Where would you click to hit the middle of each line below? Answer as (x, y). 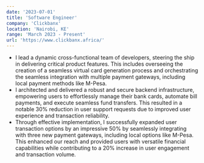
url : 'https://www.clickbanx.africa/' (55, 40)
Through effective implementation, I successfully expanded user (96, 122)
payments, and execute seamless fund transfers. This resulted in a (99, 103)
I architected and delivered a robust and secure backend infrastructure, (105, 90)
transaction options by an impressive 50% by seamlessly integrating (101, 129)
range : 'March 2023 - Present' (46, 35)
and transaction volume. (45, 154)
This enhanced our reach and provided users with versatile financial (100, 141)
